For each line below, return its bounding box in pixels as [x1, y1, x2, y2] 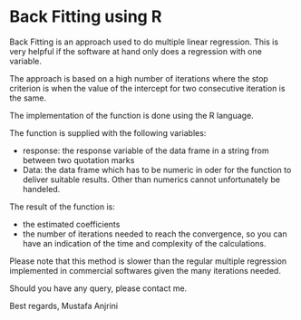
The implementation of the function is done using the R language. [9, 110, 254, 121]
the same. [9, 92, 47, 103]
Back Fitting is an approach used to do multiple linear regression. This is [9, 36, 279, 47]
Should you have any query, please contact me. [9, 283, 188, 294]
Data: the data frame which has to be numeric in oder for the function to [22, 164, 292, 175]
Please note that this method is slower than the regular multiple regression [9, 256, 287, 267]
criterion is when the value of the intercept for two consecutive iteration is [9, 82, 286, 93]
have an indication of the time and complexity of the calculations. [22, 238, 267, 248]
